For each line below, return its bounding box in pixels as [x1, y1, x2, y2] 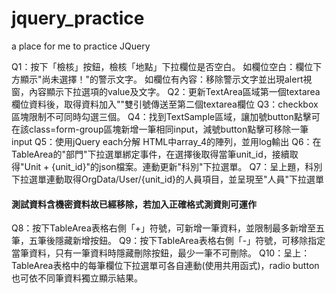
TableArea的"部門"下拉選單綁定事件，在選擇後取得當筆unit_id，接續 [11, 148, 290, 160]
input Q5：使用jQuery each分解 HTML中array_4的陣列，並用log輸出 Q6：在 [11, 135, 322, 147]
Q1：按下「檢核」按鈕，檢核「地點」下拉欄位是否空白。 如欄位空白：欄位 [11, 60, 314, 72]
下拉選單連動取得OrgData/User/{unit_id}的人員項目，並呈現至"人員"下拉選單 [11, 173, 324, 185]
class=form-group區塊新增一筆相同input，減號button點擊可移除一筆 [28, 123, 309, 135]
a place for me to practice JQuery [11, 40, 151, 52]
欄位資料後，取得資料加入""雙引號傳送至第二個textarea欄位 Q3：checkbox [11, 98, 319, 110]
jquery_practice [11, 7, 145, 30]
